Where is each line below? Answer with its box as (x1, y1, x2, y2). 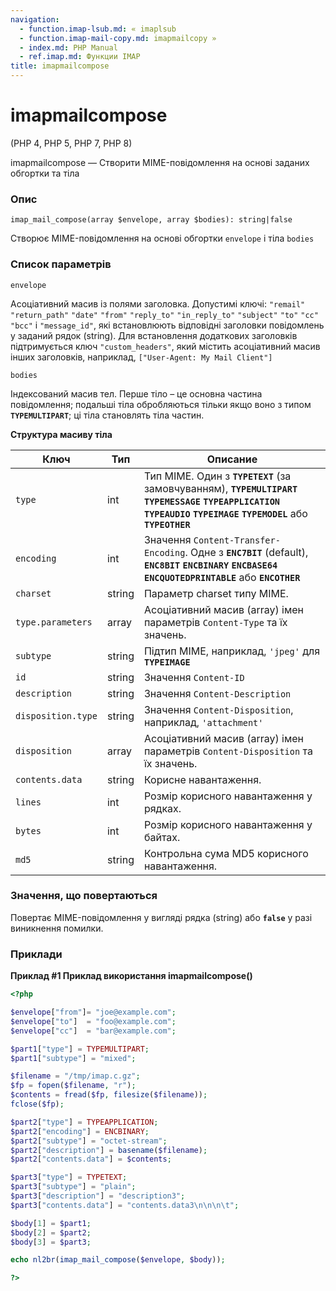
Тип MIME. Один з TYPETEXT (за (143, 469, 292, 483)
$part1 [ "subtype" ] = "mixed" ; (10, 1053, 137, 1063)
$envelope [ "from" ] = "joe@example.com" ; (10, 1007, 177, 1017)
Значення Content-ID (143, 670, 245, 684)
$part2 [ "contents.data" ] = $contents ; (10, 1154, 172, 1165)
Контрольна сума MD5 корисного (143, 846, 309, 860)
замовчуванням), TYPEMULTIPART (143, 481, 298, 495)
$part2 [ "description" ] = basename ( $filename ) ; (10, 1145, 208, 1155)
